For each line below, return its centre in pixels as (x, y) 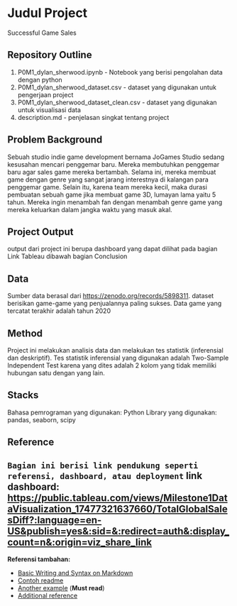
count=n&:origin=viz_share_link (80, 542)
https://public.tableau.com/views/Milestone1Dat (118, 498)
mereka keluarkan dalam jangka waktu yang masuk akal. (90, 209)
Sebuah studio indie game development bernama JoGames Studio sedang (116, 157)
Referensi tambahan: (39, 559)
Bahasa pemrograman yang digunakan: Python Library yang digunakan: (112, 412)
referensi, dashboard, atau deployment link (105, 476)
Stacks (23, 395)
